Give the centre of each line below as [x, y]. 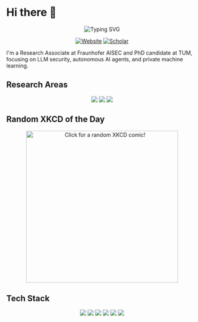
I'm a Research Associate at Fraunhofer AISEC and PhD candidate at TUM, [99, 53]
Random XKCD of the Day [56, 119]
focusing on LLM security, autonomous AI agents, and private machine [95, 59]
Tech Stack [28, 298]
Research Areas [37, 85]
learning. [17, 66]
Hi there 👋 [31, 12]
